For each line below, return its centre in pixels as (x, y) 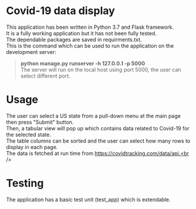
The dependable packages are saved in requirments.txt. (74, 39)
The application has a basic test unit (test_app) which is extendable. (88, 199)
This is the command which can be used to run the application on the (90, 46)
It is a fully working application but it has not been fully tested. (82, 33)
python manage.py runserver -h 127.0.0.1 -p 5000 (83, 63)
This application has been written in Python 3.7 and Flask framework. (90, 27)
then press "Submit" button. (40, 122)
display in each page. (32, 147)
